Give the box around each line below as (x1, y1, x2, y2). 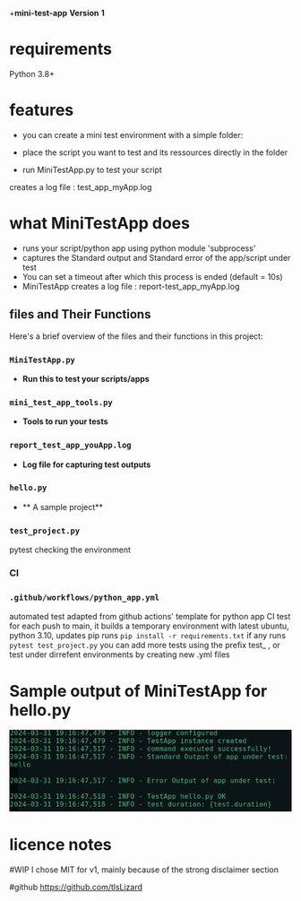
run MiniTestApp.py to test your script (21, 164, 163, 175)
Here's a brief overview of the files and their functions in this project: (9, 331, 263, 342)
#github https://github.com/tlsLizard (9, 881, 143, 892)
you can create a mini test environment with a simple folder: (21, 129, 244, 140)
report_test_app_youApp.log (9, 440, 132, 451)
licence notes (9, 834, 112, 854)
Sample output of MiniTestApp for (9, 680, 268, 701)
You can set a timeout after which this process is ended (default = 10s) (21, 271, 284, 282)
